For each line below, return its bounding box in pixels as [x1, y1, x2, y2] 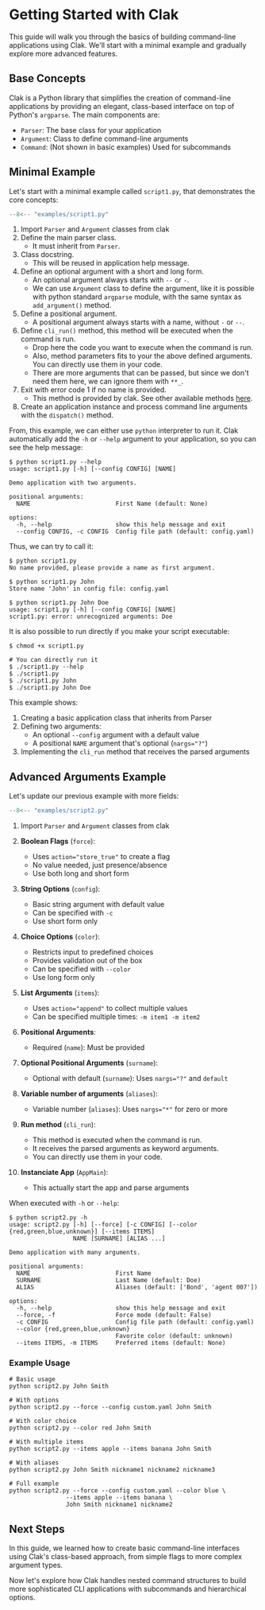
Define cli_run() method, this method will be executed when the [20, 326, 233, 336]
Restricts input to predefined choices [32, 947, 154, 957]
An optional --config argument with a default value [32, 730, 200, 740]
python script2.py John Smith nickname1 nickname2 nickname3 [9, 1466, 216, 1474]
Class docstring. [20, 250, 75, 259]
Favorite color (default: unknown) [115, 1332, 233, 1340]
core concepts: [9, 195, 59, 204]
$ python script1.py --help [9, 458, 102, 466]
